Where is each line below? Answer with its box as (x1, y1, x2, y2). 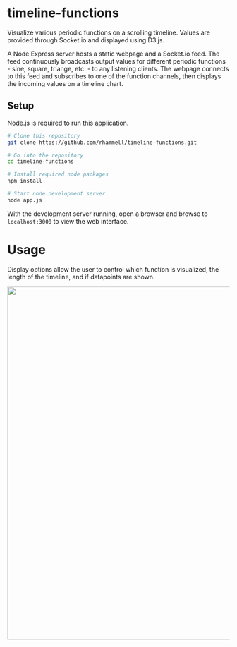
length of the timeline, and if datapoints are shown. (7, 272, 155, 281)
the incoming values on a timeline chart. (7, 79, 123, 87)
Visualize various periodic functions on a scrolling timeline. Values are (7, 28, 210, 37)
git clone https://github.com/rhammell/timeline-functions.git (7, 139, 197, 146)
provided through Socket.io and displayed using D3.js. (7, 35, 164, 44)
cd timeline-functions (7, 158, 74, 165)
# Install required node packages (7, 171, 109, 178)
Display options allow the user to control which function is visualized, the (7, 265, 219, 273)
